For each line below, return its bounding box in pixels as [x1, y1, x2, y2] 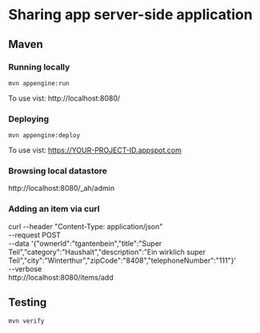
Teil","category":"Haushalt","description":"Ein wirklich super [8, 247, 206, 256]
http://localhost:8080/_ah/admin [8, 184, 114, 193]
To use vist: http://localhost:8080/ [8, 93, 121, 103]
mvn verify [8, 317, 45, 325]
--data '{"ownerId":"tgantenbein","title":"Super [8, 238, 162, 248]
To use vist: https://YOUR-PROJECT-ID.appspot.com [8, 145, 182, 155]
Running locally [8, 61, 70, 73]
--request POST [8, 230, 62, 240]
